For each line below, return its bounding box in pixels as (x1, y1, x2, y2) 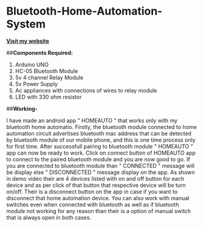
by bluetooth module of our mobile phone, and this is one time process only (6, 136, 196, 144)
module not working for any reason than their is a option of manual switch (6, 207, 191, 214)
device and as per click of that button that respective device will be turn (6, 181, 187, 189)
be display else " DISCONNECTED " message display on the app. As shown (6, 169, 196, 176)
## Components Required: (6, 49, 73, 56)
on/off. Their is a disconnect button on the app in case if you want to (6, 187, 178, 195)
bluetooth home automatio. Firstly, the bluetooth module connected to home (6, 123, 197, 130)
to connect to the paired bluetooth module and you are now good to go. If (6, 155, 190, 162)
